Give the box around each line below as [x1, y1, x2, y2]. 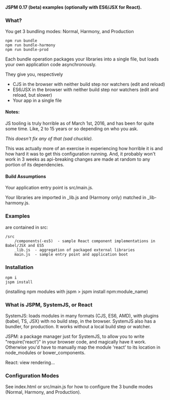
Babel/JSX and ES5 [5, 243, 44, 248]
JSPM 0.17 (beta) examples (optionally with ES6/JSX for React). [5, 4, 142, 10]
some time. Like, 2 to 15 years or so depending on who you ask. [5, 126, 139, 132]
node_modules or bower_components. [5, 350, 86, 356]
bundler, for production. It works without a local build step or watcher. [5, 324, 151, 330]
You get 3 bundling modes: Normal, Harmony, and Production [5, 28, 134, 34]
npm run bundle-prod [5, 47, 49, 52]
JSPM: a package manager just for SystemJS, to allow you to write [5, 333, 145, 339]
